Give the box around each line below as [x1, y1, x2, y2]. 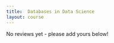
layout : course [6, 14, 44, 20]
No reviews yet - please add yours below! [6, 30, 109, 37]
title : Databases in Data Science [6, 8, 95, 15]
